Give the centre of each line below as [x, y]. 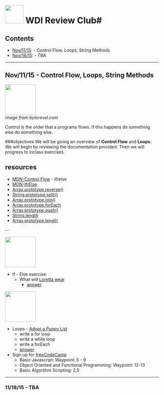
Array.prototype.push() [35, 210]
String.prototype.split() [35, 195]
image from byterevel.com [32, 118]
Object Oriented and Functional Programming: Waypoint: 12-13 [82, 365]
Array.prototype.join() [34, 199]
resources [21, 168]
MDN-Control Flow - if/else [39, 179]
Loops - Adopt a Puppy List [40, 329]
